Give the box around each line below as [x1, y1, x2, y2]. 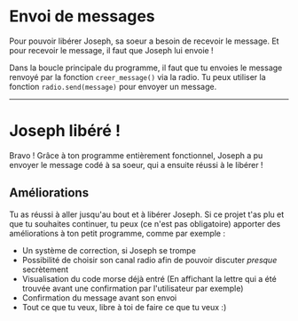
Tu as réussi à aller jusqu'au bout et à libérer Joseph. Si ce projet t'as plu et [9, 209, 285, 220]
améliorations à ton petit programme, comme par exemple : [9, 228, 226, 238]
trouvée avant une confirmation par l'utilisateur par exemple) [21, 283, 244, 293]
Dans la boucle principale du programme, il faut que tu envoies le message [9, 62, 283, 73]
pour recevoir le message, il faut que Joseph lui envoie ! [9, 44, 215, 55]
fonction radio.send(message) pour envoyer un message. [9, 81, 217, 92]
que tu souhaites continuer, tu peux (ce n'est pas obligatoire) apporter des [9, 218, 281, 229]
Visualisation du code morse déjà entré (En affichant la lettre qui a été [21, 273, 277, 284]
